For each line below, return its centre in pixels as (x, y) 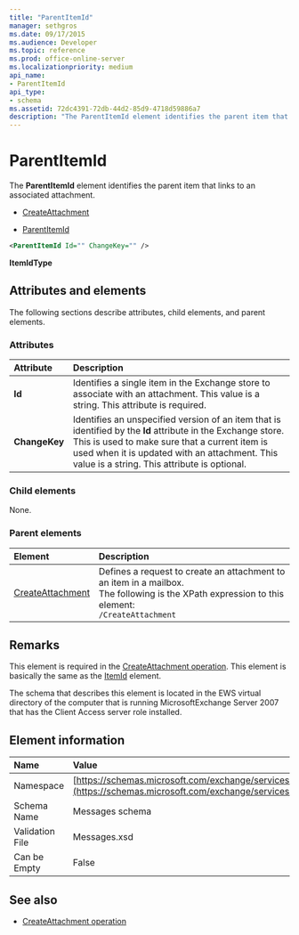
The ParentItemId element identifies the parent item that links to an (133, 186)
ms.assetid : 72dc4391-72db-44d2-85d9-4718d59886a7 (105, 109)
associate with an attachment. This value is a (166, 394)
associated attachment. (52, 195)
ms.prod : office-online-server (67, 59)
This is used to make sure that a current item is (170, 442)
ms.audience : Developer (53, 42)
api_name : (28, 76)
